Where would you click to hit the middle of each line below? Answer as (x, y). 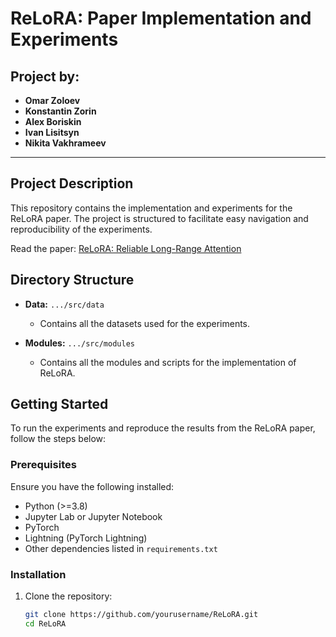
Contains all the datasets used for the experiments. (145, 323)
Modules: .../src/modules (79, 343)
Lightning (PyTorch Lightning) (86, 538)
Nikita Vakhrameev (65, 143)
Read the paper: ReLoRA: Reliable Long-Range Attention (126, 248)
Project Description (72, 183)
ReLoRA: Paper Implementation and (161, 18)
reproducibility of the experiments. (81, 229)
